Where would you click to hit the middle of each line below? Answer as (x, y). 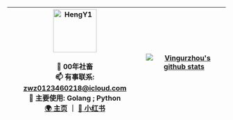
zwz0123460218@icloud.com (75, 88)
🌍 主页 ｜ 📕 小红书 (75, 108)
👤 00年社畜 (75, 67)
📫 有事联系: (75, 77)
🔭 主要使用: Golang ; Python (75, 98)
